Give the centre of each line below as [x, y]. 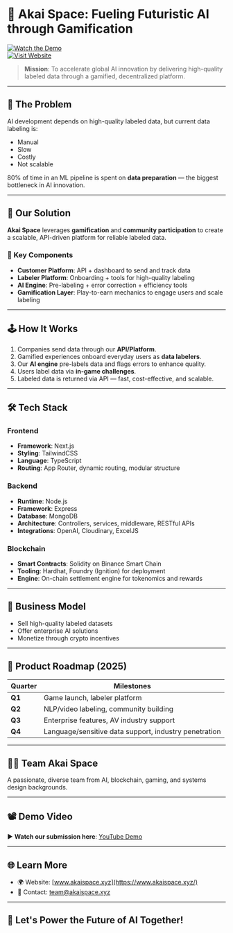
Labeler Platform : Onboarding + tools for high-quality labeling [106, 277]
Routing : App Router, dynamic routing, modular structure [98, 468]
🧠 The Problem [40, 104]
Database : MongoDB [48, 516]
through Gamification [70, 29]
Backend [23, 486]
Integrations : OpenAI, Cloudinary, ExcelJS [78, 530]
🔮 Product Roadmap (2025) [67, 666]
